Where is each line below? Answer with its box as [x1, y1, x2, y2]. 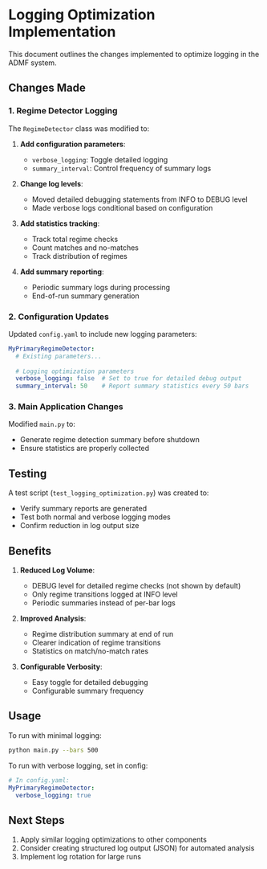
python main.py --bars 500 [8, 746, 99, 754]
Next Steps [8, 814, 65, 827]
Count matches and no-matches [31, 243, 139, 252]
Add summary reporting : [19, 267, 104, 277]
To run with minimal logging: [8, 730, 102, 740]
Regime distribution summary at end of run [31, 629, 174, 639]
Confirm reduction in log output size [19, 521, 140, 531]
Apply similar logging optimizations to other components [19, 834, 207, 845]
